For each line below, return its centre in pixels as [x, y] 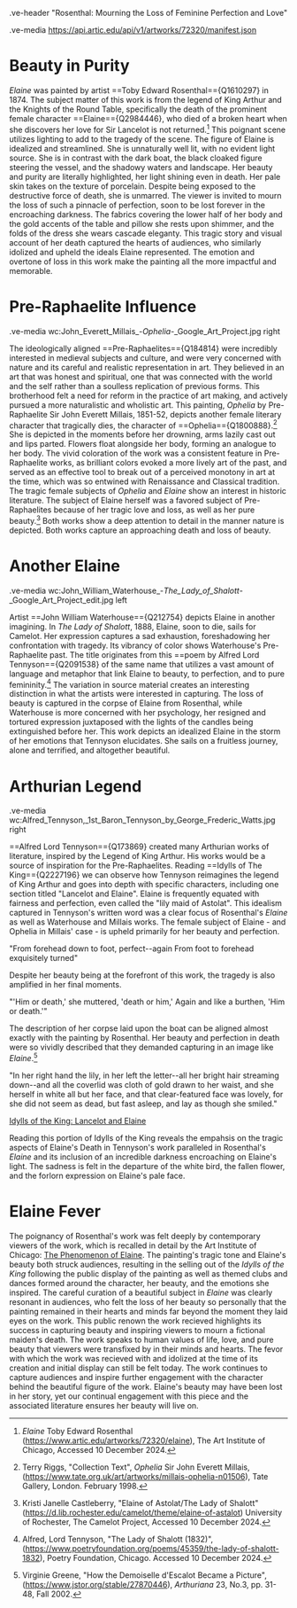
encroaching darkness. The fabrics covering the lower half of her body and [146, 214]
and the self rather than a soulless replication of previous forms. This [135, 386]
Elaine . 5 [23, 1058]
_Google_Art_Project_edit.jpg [61, 600]
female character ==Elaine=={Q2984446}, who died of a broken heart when [148, 118]
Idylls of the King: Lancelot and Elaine [78, 1121]
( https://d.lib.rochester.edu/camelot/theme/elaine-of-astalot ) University [152, 1512]
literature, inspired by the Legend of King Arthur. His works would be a [137, 856]
